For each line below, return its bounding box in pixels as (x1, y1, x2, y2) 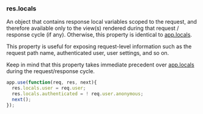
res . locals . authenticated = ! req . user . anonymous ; (12, 91, 144, 97)
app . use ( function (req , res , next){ (6, 79, 97, 86)
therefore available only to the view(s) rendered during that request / (6, 24, 179, 32)
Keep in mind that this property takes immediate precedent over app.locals (6, 61, 194, 68)
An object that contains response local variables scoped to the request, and (6, 18, 197, 26)
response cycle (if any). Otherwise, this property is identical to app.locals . (6, 31, 193, 38)
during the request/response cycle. (6, 68, 95, 75)
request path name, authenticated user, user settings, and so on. (6, 49, 169, 57)
